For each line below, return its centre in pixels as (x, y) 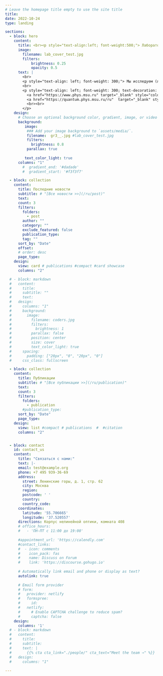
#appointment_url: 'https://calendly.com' (61, 540)
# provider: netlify (41, 594)
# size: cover (32, 342)
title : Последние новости (44, 190)
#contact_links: (34, 544)
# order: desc (32, 253)
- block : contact (27, 445)
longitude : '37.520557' (46, 517)
